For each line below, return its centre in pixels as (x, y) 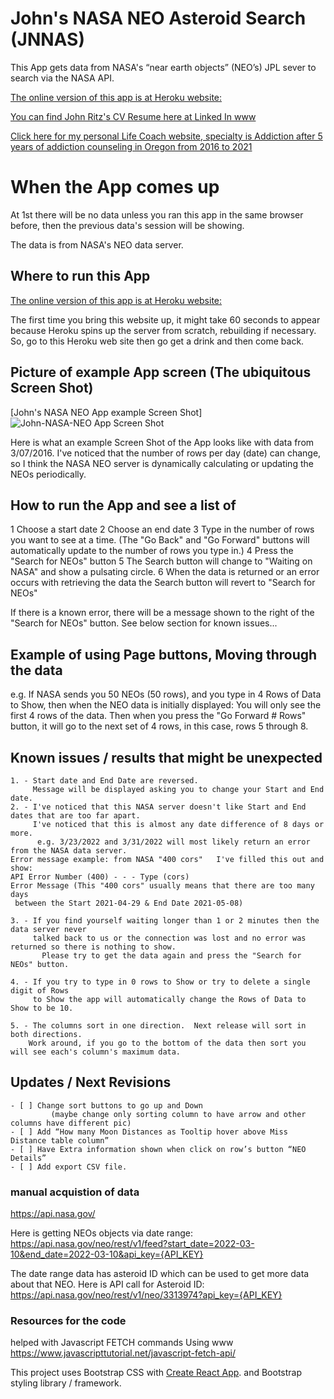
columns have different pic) (71, 1123)
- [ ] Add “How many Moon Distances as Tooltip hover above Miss (149, 1132)
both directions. (46, 1034)
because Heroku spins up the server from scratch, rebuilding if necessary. (163, 330)
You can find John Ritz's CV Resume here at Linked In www (133, 116)
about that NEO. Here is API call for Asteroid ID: (107, 1284)
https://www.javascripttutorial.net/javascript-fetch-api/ (123, 1353)
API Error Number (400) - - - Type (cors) (100, 877)
